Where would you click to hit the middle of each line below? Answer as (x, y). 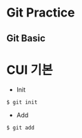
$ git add (21, 128)
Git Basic (26, 38)
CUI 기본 (30, 70)
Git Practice (41, 13)
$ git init (22, 102)
